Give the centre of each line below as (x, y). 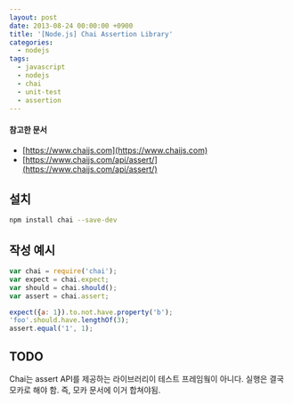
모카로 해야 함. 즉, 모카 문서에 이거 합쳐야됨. (85, 390)
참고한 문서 (28, 129)
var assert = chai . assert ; (59, 296)
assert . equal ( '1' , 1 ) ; (51, 329)
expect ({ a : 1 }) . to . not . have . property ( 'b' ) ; (91, 312)
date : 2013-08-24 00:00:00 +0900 (71, 26)
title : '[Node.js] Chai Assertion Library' (91, 34)
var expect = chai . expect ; (59, 279)
